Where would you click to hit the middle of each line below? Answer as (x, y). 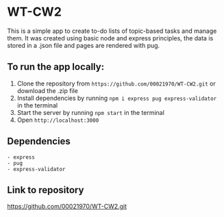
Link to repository (46, 190)
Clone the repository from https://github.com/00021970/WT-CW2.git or (116, 84)
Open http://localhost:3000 (58, 120)
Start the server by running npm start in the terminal (90, 112)
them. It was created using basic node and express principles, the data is (110, 38)
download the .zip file (48, 90)
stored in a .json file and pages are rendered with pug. (84, 45)
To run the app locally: (56, 67)
